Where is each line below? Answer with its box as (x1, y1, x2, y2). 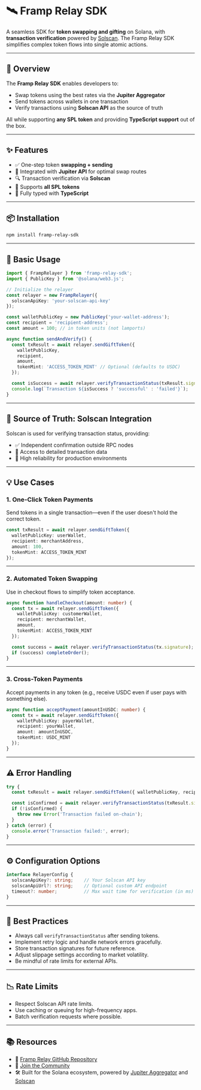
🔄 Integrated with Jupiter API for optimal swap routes (14, 168, 147, 175)
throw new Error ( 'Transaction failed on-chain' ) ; (17, 811, 144, 818)
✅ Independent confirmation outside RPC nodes (14, 441, 133, 448)
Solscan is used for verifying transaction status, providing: (6, 429, 150, 437)
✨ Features (6, 145, 48, 155)
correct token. (6, 516, 41, 523)
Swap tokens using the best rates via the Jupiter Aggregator (14, 91, 166, 98)
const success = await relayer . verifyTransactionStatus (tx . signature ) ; (11, 644, 194, 650)
